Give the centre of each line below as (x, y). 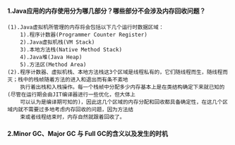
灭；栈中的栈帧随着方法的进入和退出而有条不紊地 (68, 80)
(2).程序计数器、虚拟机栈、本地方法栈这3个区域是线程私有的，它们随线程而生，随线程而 (117, 72)
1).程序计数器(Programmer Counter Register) (84, 35)
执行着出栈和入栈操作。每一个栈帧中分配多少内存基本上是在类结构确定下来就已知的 (122, 87)
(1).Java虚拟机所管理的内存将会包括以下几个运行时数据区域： (86, 27)
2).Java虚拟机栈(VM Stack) (58, 42)
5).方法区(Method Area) (53, 65)
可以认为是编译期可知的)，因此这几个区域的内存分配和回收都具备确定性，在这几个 (121, 102)
